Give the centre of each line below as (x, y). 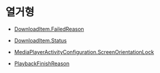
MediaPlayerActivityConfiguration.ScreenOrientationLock (84, 52)
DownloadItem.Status (40, 40)
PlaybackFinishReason (41, 64)
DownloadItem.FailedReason (49, 29)
